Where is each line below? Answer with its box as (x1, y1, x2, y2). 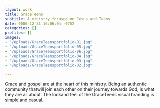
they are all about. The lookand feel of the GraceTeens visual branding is (5, 92, 154, 98)
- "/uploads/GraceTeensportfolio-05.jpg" (5, 44, 93, 49)
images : (5, 35, 21, 40)
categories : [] (5, 26, 37, 31)
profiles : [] (5, 30, 32, 35)
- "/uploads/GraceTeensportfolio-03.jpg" (5, 58, 93, 63)
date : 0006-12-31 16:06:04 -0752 (5, 21, 75, 26)
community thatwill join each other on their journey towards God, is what (5, 86, 155, 92)
